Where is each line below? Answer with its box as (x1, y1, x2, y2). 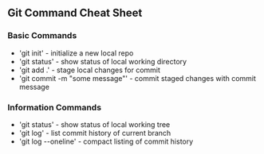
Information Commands (7, 102, 101, 113)
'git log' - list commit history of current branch (18, 128, 171, 137)
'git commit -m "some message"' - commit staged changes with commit (18, 73, 257, 83)
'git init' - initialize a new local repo (18, 48, 134, 58)
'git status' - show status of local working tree (18, 119, 171, 129)
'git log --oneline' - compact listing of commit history (18, 137, 194, 146)
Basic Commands (7, 30, 77, 41)
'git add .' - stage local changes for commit (18, 65, 161, 75)
